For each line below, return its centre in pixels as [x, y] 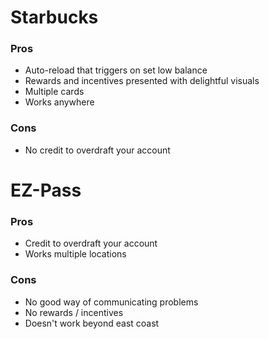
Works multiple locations [75, 254]
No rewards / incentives [74, 312]
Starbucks [54, 17]
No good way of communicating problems [111, 302]
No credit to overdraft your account [97, 150]
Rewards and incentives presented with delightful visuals [142, 81]
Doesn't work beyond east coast [92, 323]
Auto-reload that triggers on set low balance [116, 70]
